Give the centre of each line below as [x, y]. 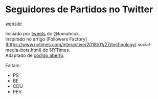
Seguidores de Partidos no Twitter [79, 9]
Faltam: [13, 65]
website [14, 24]
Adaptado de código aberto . [35, 55]
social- [145, 44]
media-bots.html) [24, 50]
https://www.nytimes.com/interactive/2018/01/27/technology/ [72, 44]
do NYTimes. [57, 50]
